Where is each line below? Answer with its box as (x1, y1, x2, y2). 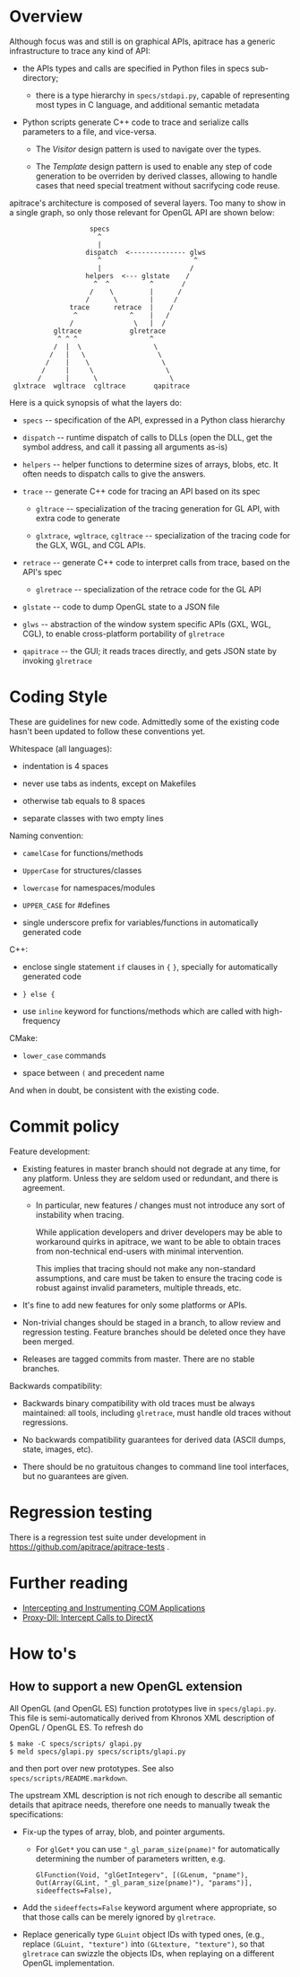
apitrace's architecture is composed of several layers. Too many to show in (9, 197, 287, 208)
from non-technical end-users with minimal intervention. (35, 1246, 244, 1256)
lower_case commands (21, 1050, 107, 1061)
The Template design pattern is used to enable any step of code (35, 161, 273, 171)
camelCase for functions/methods (21, 847, 143, 858)
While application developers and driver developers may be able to (35, 1227, 283, 1238)
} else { (21, 990, 56, 999)
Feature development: (9, 1146, 90, 1157)
